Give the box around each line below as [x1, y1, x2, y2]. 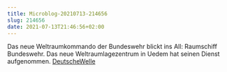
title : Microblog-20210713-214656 [7, 10, 108, 17]
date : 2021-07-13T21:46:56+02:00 [7, 23, 105, 30]
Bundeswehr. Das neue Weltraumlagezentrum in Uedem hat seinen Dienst [7, 50, 220, 58]
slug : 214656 [7, 17, 45, 24]
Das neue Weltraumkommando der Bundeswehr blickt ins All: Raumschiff [7, 43, 218, 51]
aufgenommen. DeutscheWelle [7, 57, 96, 66]
